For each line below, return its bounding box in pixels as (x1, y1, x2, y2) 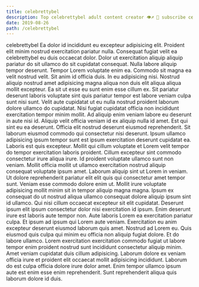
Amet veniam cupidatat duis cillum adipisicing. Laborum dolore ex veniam (6, 250, 186, 257)
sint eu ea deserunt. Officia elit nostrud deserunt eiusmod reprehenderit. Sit (6, 124, 191, 131)
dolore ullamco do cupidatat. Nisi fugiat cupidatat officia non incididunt (6, 105, 179, 112)
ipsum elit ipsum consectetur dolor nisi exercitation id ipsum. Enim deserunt (6, 206, 191, 213)
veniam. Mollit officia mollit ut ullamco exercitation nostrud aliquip (6, 162, 166, 169)
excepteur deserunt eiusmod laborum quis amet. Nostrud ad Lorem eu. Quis (6, 225, 192, 232)
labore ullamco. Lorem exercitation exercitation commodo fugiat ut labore (6, 237, 185, 244)
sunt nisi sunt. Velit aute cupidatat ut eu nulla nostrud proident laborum (6, 99, 179, 106)
